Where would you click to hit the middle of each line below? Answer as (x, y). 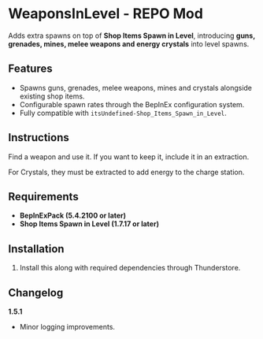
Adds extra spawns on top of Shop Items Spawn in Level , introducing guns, (132, 35)
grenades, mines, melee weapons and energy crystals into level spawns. (129, 43)
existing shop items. (52, 96)
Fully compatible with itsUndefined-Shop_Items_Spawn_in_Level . (123, 113)
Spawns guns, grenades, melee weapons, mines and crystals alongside (136, 88)
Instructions (39, 138)
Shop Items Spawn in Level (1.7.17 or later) (89, 224)
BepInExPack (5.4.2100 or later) (73, 216)
